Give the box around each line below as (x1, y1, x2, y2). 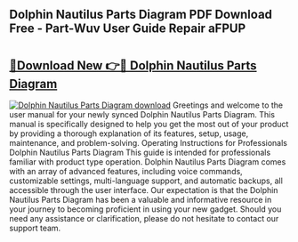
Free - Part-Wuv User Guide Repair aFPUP (9, 21, 246, 36)
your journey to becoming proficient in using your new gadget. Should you (9, 204, 282, 214)
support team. (9, 222, 61, 233)
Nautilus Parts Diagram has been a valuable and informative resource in (9, 195, 272, 205)
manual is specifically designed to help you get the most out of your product (9, 119, 289, 129)
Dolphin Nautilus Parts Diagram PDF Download (9, 7, 273, 22)
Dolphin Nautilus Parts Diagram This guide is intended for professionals (9, 147, 271, 157)
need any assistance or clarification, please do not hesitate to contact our (9, 214, 279, 223)
